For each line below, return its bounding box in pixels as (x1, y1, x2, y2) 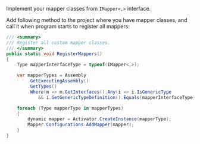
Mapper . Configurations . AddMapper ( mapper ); (27, 121, 135, 128)
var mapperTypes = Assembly (17, 72, 86, 79)
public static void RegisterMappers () (6, 50, 102, 57)
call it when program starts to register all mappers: (6, 23, 130, 30)
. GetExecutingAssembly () (27, 78, 89, 84)
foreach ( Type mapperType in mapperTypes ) (17, 105, 124, 111)
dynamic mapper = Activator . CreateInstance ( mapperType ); (27, 116, 171, 122)
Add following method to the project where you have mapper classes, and (6, 17, 187, 23)
